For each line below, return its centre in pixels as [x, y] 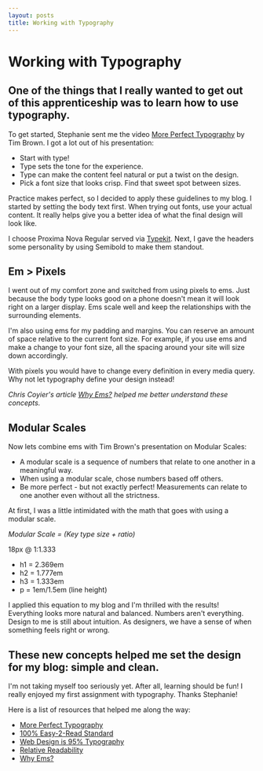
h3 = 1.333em [42, 581]
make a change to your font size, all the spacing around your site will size [127, 348]
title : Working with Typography [61, 23]
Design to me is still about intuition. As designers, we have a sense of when [130, 622]
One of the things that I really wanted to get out [126, 91]
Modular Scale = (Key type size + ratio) [72, 534]
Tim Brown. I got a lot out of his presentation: [81, 142]
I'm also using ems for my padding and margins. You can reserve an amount [131, 330]
